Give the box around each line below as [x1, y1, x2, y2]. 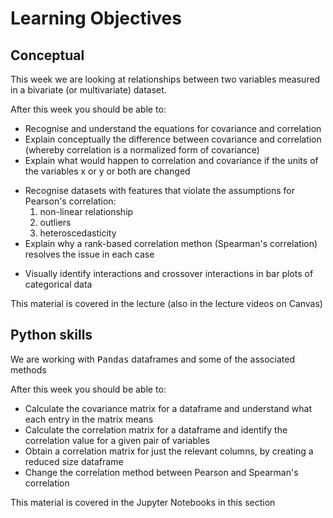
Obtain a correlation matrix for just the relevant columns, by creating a [24, 445, 314, 457]
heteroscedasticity [39, 227, 117, 239]
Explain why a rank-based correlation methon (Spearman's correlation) [24, 238, 318, 249]
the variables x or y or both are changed [24, 165, 191, 177]
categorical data [24, 278, 93, 290]
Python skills [10, 327, 93, 344]
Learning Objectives [10, 7, 182, 30]
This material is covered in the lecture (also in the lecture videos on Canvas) [10, 298, 323, 309]
